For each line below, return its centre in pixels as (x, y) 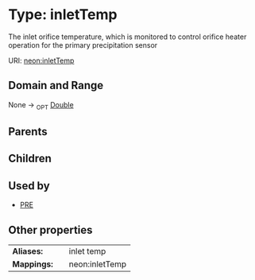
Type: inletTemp (63, 15)
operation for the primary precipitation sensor (83, 45)
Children (30, 159)
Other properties (50, 229)
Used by (29, 186)
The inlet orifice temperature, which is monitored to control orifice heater (127, 37)
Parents (28, 132)
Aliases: (28, 251)
